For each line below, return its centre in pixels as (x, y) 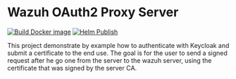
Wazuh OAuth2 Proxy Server (93, 12)
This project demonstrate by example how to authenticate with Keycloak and (118, 45)
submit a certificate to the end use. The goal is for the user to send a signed (117, 53)
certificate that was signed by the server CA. (72, 68)
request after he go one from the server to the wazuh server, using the (110, 60)
